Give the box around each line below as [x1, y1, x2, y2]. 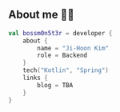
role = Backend [37, 51, 88, 60]
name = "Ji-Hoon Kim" [37, 44, 110, 52]
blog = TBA [37, 81, 74, 89]
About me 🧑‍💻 [8, 8, 74, 22]
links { [22, 74, 48, 82]
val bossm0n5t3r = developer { [8, 29, 113, 37]
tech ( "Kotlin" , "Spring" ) [22, 66, 110, 74]
